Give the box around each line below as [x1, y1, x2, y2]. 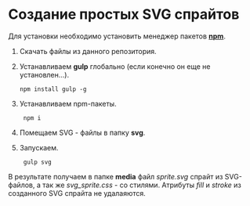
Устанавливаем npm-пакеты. [19, 99, 117, 108]
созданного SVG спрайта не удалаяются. [8, 188, 147, 197]
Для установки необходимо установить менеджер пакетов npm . [8, 31, 226, 41]
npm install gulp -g [19, 85, 87, 93]
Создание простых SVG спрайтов [8, 5, 240, 23]
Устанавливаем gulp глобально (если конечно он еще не [19, 61, 211, 71]
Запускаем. [19, 143, 59, 152]
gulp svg [23, 158, 53, 166]
